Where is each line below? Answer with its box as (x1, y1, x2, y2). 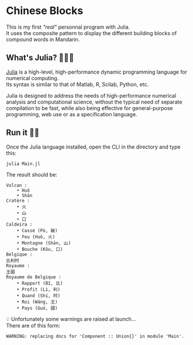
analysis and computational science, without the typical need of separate (6, 98, 182, 105)
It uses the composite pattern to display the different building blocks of (6, 29, 177, 36)
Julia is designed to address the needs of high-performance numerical (6, 92, 177, 99)
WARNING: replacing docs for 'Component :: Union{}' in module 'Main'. (6, 333, 184, 339)
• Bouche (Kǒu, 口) (16, 246, 63, 252)
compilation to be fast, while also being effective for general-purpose (6, 104, 173, 112)
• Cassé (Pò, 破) (16, 227, 58, 233)
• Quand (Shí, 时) (16, 292, 60, 299)
